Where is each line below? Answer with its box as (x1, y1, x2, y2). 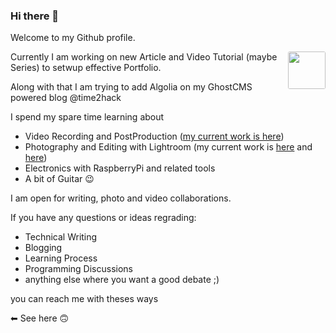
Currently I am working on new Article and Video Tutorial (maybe (10, 51, 278, 63)
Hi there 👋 (10, 9, 60, 23)
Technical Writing (24, 231, 98, 243)
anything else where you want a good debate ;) (24, 274, 220, 286)
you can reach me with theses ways (10, 293, 159, 305)
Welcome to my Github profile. (10, 32, 136, 44)
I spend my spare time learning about (10, 111, 165, 123)
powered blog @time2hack (10, 92, 122, 104)
